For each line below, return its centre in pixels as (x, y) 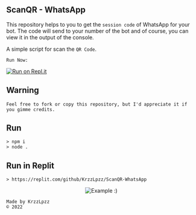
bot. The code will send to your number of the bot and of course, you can (97, 31)
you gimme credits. (31, 109)
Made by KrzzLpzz (28, 202)
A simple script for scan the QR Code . (52, 49)
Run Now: (17, 60)
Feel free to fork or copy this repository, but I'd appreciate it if (97, 104)
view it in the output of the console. (50, 37)
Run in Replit (30, 165)
